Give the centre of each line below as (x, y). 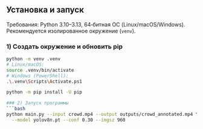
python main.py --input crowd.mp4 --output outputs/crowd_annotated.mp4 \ (102, 115)
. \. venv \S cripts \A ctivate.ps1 (44, 81)
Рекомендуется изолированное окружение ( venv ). (71, 31)
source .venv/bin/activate (40, 70)
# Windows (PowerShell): (37, 76)
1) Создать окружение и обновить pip (64, 46)
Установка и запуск (45, 10)
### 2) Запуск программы (37, 103)
